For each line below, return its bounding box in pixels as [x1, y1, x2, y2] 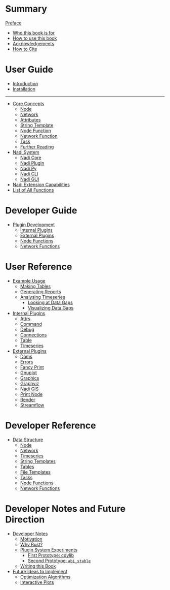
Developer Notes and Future [5, 503, 125, 514]
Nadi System [12, 149, 39, 155]
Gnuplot [20, 369, 37, 376]
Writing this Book [20, 563, 56, 569]
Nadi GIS [20, 386, 39, 392]
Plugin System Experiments [20, 547, 77, 553]
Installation [12, 86, 36, 92]
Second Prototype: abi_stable [27, 557, 91, 564]
